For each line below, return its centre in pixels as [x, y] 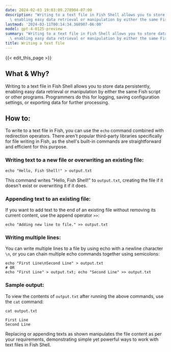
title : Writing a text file [35, 43]
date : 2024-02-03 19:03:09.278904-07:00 [49, 10]
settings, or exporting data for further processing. [57, 102]
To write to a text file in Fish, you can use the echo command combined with [84, 131]
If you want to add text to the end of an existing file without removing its [81, 210]
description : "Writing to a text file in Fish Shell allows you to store [85, 15]
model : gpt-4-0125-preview [34, 29]
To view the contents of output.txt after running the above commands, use [84, 296]
